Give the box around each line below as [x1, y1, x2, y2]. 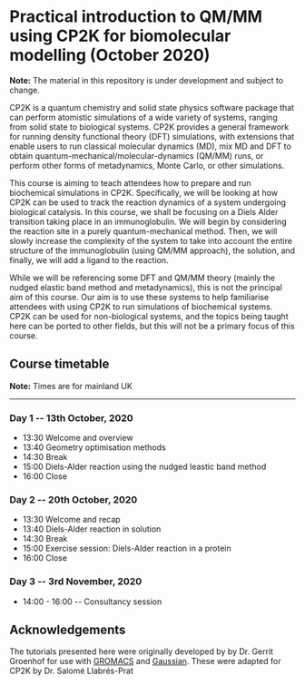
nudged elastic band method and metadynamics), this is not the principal [9, 281, 283, 292]
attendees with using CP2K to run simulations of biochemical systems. [9, 301, 273, 312]
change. [9, 84, 41, 95]
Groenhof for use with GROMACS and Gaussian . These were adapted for [9, 656, 281, 667]
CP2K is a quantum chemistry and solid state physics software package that [9, 102, 295, 113]
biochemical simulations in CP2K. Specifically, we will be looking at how [9, 187, 279, 198]
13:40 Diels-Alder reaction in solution [22, 524, 162, 534]
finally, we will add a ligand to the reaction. [9, 254, 169, 265]
